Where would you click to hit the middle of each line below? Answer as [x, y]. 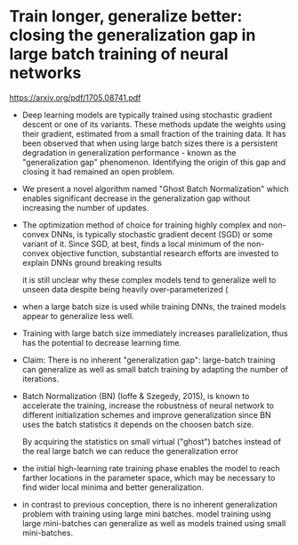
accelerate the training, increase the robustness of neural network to [148, 405]
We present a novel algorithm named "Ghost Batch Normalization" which [155, 188]
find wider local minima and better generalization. [113, 487]
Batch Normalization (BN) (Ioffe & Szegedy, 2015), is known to [136, 396]
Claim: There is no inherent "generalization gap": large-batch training [149, 360]
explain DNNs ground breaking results [92, 262]
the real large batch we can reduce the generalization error [130, 451]
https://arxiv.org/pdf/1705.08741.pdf [75, 97]
